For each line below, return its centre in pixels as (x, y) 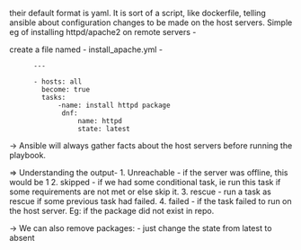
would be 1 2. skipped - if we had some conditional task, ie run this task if (145, 182)
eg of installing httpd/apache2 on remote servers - (103, 32)
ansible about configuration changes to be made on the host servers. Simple (151, 22)
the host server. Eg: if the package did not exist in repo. (112, 211)
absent (22, 238)
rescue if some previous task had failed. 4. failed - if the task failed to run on (150, 201)
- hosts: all (58, 82)
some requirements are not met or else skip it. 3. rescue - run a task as (140, 192)
